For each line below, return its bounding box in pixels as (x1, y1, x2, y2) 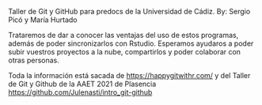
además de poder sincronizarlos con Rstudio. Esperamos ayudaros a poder (8, 39, 254, 48)
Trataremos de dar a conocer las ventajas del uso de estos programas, (8, 31, 239, 39)
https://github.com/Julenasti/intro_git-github (8, 88, 153, 97)
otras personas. (8, 55, 59, 65)
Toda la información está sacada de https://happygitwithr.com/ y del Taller (8, 71, 251, 80)
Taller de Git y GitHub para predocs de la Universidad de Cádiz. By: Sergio (8, 7, 251, 16)
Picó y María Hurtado (8, 15, 78, 24)
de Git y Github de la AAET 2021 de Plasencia (8, 79, 157, 88)
